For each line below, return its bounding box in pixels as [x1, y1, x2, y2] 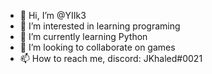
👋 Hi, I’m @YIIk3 [19, 10, 87, 21]
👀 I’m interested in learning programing [19, 20, 181, 32]
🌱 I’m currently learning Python [19, 31, 148, 42]
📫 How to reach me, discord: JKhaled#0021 [19, 53, 203, 64]
